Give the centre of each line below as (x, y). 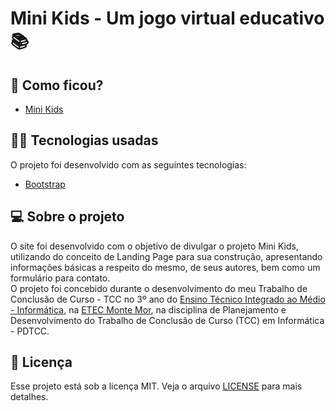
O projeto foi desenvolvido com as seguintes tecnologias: (128, 164)
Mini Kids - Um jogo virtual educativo (167, 18)
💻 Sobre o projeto (67, 217)
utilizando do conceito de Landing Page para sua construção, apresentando (166, 256)
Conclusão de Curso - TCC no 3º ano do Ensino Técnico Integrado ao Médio (168, 299)
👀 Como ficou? (57, 85)
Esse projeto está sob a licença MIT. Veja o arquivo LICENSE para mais (156, 386)
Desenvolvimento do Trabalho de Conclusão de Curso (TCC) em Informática (167, 320)
